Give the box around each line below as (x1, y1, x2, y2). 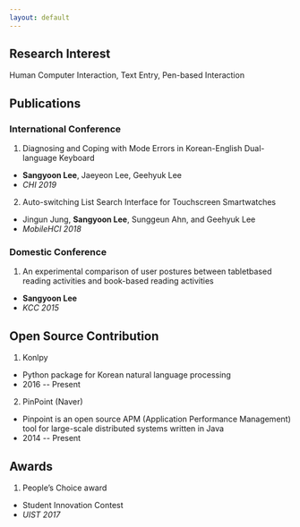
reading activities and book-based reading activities (21, 276, 214, 286)
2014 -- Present (21, 433, 81, 444)
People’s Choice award (21, 482, 107, 493)
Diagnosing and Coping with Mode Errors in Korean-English (21, 143, 243, 154)
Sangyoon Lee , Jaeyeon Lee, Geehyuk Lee (21, 170, 182, 181)
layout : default (9, 13, 70, 22)
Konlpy (21, 353, 48, 363)
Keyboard (58, 153, 95, 164)
